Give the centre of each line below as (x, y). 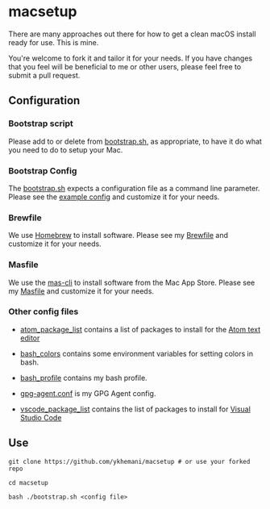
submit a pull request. (44, 75)
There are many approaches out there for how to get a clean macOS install (132, 34)
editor (30, 338)
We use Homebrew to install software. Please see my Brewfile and (118, 236)
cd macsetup (28, 482)
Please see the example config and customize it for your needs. (114, 197)
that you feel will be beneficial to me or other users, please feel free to (125, 66)
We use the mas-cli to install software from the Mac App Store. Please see (132, 282)
